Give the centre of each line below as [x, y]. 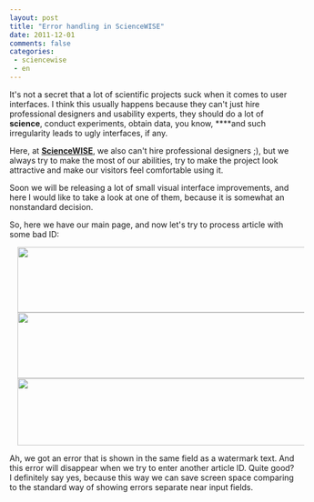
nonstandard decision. [51, 206]
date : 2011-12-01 [42, 35]
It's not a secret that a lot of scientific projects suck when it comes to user [148, 94]
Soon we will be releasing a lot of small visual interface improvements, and [149, 187]
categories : [32, 52]
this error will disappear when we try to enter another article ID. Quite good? [152, 467]
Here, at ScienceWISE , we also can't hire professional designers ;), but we [149, 150]
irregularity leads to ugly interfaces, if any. [89, 133]
